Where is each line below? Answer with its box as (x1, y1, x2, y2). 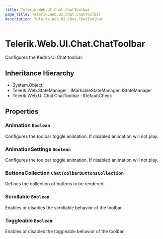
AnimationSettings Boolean (5, 145, 71, 152)
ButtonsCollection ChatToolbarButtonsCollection (5, 170, 124, 177)
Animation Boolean (5, 122, 51, 129)
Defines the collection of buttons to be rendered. (5, 181, 105, 187)
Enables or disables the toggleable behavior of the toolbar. (5, 229, 125, 234)
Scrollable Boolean (5, 193, 50, 200)
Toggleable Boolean (5, 217, 53, 224)
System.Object (12, 82, 43, 88)
